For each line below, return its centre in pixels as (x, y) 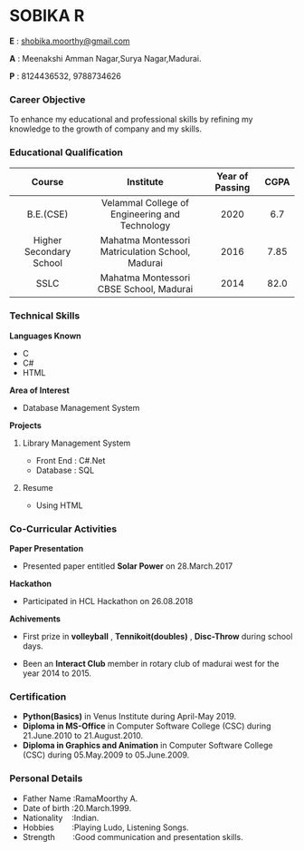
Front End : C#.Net (71, 460)
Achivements (35, 619)
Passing (233, 187)
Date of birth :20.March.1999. (77, 807)
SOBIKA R (47, 16)
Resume (38, 487)
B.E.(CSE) (47, 214)
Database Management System (81, 407)
